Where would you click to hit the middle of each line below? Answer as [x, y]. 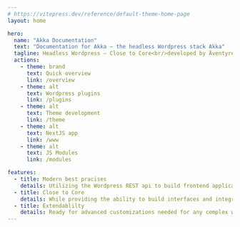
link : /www [42, 140]
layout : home [27, 21]
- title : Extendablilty [49, 206]
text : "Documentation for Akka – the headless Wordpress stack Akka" [119, 47]
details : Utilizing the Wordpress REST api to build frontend [115, 186]
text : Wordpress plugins [63, 94]
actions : [27, 60]
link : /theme [46, 120]
